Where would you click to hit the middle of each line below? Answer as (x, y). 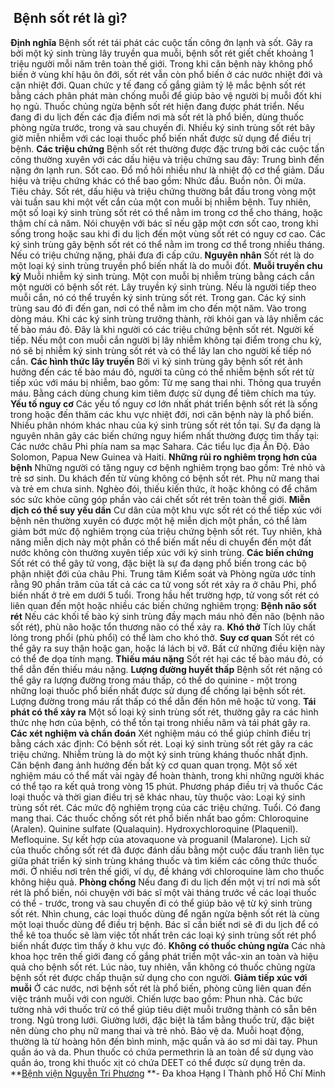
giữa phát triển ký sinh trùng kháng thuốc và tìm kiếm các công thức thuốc (164, 860)
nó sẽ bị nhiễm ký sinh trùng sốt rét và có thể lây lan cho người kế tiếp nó (161, 350)
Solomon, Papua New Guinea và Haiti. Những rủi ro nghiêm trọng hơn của (164, 457)
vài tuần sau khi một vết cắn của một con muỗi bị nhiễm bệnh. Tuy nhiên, (161, 202)
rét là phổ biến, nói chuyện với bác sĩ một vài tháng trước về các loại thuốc (163, 892)
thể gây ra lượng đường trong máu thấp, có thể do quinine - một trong (154, 680)
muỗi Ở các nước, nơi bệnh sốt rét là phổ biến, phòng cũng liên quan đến (161, 988)
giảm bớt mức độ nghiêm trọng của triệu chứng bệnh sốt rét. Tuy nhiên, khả (166, 531)
